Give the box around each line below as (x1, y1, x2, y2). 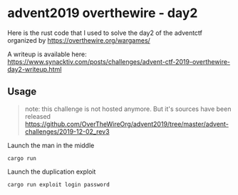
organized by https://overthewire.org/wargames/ (7, 36, 151, 44)
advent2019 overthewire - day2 (7, 5, 198, 21)
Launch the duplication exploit (7, 167, 96, 176)
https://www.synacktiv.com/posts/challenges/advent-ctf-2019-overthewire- (7, 57, 230, 65)
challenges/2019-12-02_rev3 (24, 127, 110, 136)
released (24, 112, 51, 120)
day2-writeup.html (7, 65, 62, 73)
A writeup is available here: (7, 50, 87, 58)
